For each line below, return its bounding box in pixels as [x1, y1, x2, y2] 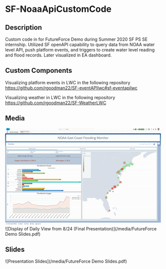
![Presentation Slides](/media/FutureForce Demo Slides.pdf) [5, 259, 127, 265]
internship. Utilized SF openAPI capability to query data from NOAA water [5, 42, 155, 48]
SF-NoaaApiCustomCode [5, 3, 112, 15]
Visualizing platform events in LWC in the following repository [5, 79, 130, 85]
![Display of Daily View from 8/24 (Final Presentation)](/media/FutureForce [5, 225, 157, 231]
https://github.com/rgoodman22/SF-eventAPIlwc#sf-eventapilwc [5, 85, 138, 91]
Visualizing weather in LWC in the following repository [5, 94, 115, 100]
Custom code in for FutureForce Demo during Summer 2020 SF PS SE [5, 36, 148, 42]
